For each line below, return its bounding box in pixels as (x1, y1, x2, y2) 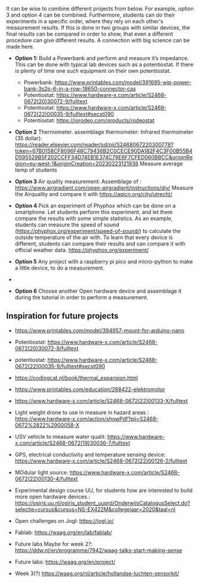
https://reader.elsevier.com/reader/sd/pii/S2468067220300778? (14, 141, 174, 148)
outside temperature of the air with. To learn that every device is (14, 234, 173, 241)
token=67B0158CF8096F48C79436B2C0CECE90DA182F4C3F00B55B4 (14, 147, 193, 154)
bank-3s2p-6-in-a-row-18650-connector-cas (23, 85, 136, 92)
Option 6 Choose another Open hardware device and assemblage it (14, 287, 182, 294)
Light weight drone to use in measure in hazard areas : (14, 408, 149, 416)
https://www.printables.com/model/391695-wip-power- (54, 79, 192, 86)
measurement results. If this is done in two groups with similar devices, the (6, 24, 190, 31)
